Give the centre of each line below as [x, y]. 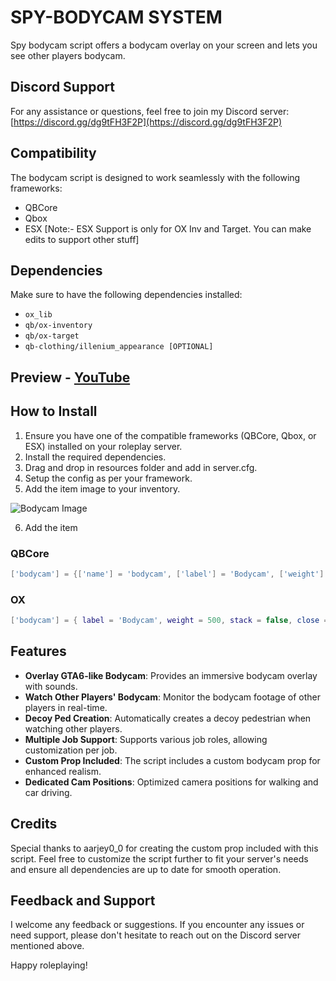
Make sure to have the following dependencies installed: [126, 295]
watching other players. [73, 728]
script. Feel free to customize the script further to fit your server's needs [159, 858]
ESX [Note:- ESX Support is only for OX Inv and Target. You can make [168, 228]
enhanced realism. [63, 771]
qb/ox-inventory [58, 326]
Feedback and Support [83, 900]
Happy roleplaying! [49, 965]
